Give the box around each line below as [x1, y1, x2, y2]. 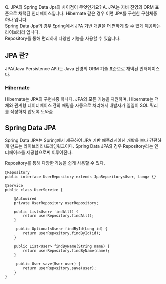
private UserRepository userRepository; [14, 200, 99, 205]
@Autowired [14, 196, 37, 201]
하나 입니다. [5, 17, 28, 22]
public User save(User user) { [16, 261, 81, 266]
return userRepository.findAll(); [23, 213, 94, 218]
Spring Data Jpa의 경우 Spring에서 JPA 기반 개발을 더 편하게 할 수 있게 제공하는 [5, 23, 161, 29]
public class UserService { [5, 187, 63, 192]
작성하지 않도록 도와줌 [10, 109, 53, 115]
